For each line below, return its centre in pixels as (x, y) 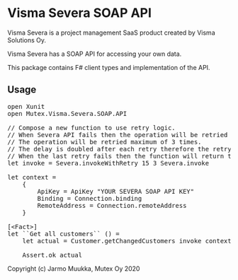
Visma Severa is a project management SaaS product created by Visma (111, 33)
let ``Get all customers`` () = (63, 234)
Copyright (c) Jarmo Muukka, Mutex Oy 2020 (74, 268)
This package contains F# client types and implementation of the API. (109, 67)
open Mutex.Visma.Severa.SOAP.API (67, 113)
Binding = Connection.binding (90, 198)
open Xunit (26, 106)
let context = (32, 177)
